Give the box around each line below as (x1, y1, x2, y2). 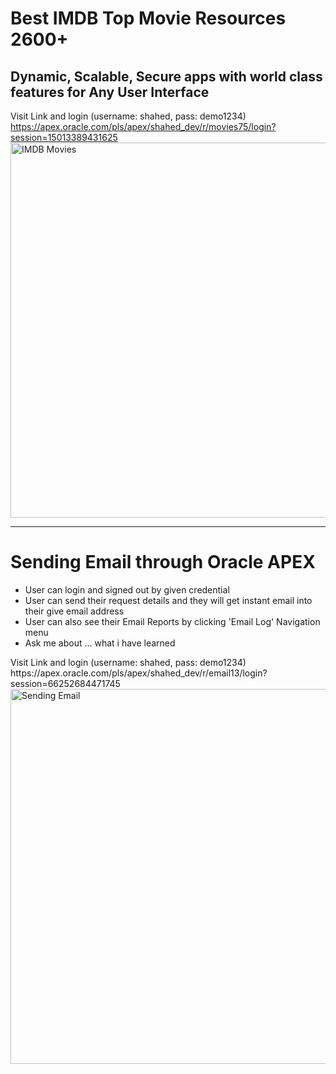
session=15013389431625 (10, 132, 118, 143)
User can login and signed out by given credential (24, 583, 230, 596)
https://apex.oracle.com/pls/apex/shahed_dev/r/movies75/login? (10, 121, 277, 132)
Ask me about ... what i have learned (24, 637, 176, 649)
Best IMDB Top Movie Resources (10, 7, 287, 30)
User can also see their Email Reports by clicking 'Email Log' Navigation (24, 615, 321, 627)
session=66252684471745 (10, 677, 121, 689)
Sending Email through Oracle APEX (10, 551, 316, 574)
